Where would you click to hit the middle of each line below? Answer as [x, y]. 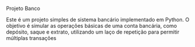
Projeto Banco [23, 8]
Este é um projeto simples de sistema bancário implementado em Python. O [98, 19]
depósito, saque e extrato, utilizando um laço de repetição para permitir [93, 32]
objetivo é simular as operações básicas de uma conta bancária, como [92, 26]
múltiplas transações [31, 38]
